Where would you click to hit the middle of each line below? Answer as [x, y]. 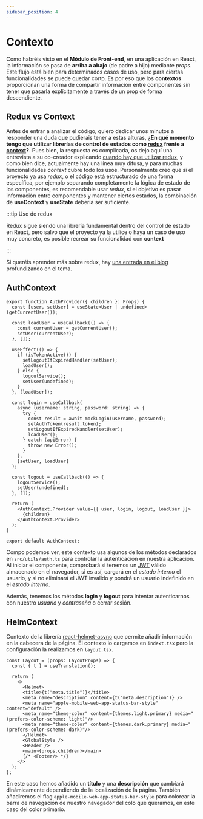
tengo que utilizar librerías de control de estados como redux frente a [95, 144]
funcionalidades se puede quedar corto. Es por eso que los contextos [94, 78]
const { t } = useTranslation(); [54, 666]
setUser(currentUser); [46, 334]
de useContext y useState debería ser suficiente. [68, 202]
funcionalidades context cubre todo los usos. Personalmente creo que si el [100, 170]
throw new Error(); [53, 445]
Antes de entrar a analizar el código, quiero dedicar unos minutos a [90, 131]
